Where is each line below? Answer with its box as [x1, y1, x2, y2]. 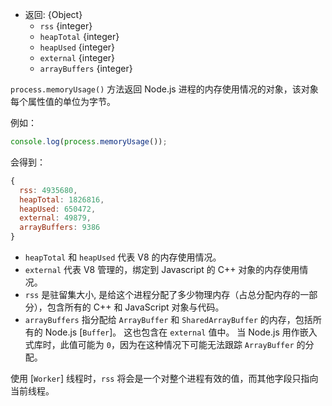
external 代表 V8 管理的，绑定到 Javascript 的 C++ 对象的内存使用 [24, 264, 300, 275]
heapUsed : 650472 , [19, 204, 97, 214]
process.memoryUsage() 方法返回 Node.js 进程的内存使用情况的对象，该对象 [10, 83, 319, 95]
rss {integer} [39, 20, 93, 32]
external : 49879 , [19, 213, 92, 223]
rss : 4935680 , [19, 185, 78, 195]
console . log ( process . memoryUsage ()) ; [10, 137, 168, 147]
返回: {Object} [24, 9, 83, 20]
